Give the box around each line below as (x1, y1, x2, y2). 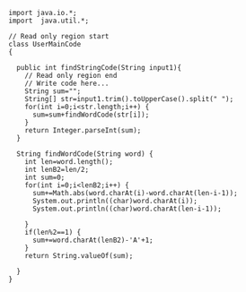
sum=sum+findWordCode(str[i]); (31, 110, 150, 119)
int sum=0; (24, 173, 66, 182)
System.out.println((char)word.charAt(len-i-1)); (31, 204, 222, 213)
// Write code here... (24, 79, 110, 88)
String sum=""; (24, 87, 82, 96)
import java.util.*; (8, 16, 90, 25)
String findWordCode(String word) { (16, 150, 154, 159)
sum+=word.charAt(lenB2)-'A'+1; (31, 236, 154, 245)
